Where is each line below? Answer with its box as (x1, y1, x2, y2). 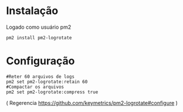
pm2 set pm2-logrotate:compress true (6, 89, 99, 95)
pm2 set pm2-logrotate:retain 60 (6, 79, 88, 84)
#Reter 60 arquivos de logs (6, 73, 75, 80)
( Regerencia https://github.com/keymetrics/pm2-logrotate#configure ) (6, 99, 178, 106)
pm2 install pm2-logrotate (6, 35, 72, 40)
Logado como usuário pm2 (6, 23, 72, 30)
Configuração (6, 55, 75, 68)
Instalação (6, 4, 59, 18)
